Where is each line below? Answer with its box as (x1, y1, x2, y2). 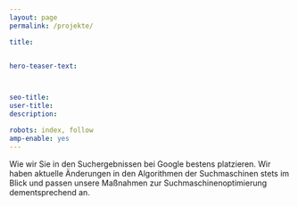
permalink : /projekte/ (9, 21, 94, 30)
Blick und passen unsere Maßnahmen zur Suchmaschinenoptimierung (9, 177, 268, 188)
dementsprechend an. (9, 186, 91, 197)
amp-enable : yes (9, 134, 70, 143)
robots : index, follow (9, 126, 94, 135)
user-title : (9, 102, 54, 111)
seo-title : (9, 93, 50, 103)
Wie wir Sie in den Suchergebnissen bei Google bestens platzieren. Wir (9, 158, 271, 169)
